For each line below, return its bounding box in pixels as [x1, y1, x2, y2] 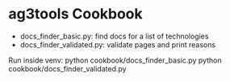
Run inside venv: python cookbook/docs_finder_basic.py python [8, 55, 222, 65]
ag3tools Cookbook [8, 5, 143, 23]
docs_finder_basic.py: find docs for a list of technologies [19, 31, 209, 41]
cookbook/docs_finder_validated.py [8, 63, 127, 73]
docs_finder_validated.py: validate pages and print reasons [19, 39, 216, 49]
